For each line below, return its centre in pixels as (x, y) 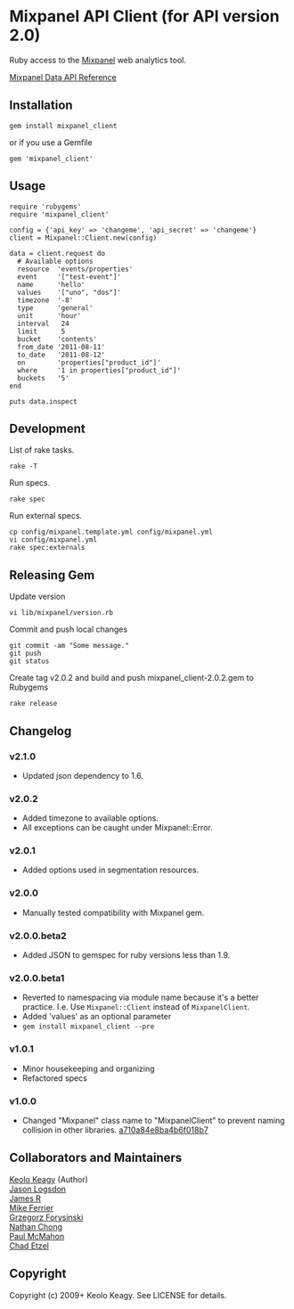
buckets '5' (43, 378)
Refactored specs (54, 1078)
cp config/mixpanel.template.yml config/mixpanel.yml (111, 532)
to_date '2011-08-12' (61, 355)
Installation (41, 106)
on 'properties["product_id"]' (90, 363)
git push (25, 654)
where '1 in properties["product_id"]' (99, 370)
